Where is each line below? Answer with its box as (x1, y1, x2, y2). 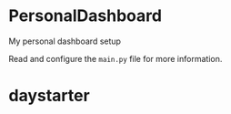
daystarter (8, 86, 90, 106)
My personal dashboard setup (8, 36, 122, 47)
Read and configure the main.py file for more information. (8, 53, 223, 64)
